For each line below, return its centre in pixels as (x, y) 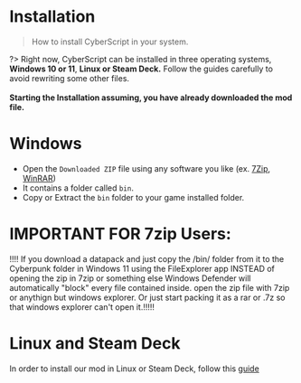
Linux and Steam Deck (95, 343)
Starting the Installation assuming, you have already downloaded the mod (151, 98)
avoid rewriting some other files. (69, 78)
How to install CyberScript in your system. (110, 42)
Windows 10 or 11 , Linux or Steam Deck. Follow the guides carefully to (141, 69)
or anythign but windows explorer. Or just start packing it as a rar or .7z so (147, 297)
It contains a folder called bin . (78, 188)
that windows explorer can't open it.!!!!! (82, 307)
